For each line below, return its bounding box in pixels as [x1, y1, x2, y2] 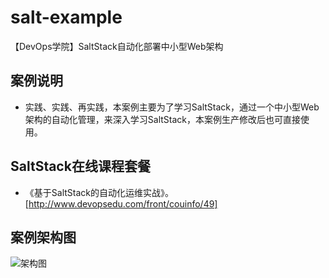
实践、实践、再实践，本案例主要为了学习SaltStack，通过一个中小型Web [24, 101, 320, 113]
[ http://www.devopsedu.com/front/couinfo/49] [24, 197, 218, 210]
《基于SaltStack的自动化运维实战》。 [24, 186, 174, 198]
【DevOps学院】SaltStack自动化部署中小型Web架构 [10, 40, 224, 52]
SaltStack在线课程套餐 [10, 158, 151, 175]
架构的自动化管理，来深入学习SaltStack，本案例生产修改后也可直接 [24, 113, 301, 125]
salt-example [10, 6, 123, 29]
